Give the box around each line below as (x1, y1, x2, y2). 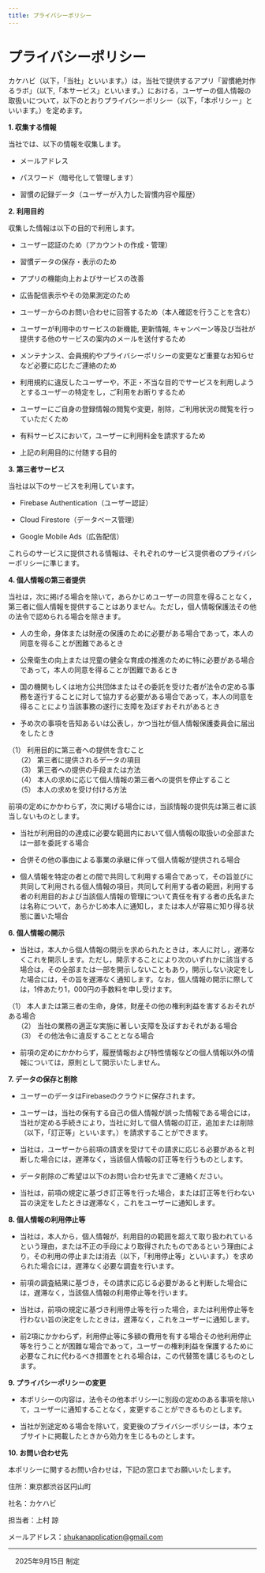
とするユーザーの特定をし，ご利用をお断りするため (19, 387, 186, 396)
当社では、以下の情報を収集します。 (8, 139, 125, 149)
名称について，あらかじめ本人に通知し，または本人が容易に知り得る (26, 901, 248, 910)
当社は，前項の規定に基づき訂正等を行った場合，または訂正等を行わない (19, 1188, 255, 1197)
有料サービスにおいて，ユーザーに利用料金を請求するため (19, 430, 207, 440)
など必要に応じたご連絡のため (19, 361, 117, 370)
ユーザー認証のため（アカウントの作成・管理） (19, 240, 172, 249)
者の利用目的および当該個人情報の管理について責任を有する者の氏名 (19, 891, 241, 901)
